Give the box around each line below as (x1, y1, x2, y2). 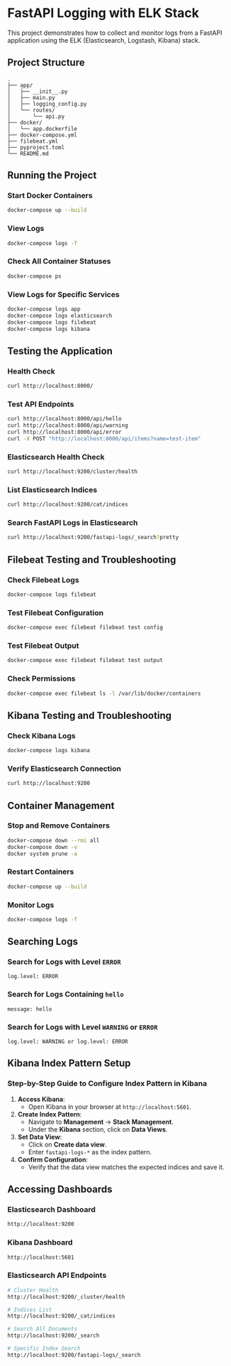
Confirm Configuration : (17, 1155, 89, 1164)
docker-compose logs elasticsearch (7, 312, 113, 319)
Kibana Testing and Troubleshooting (7, 709, 172, 722)
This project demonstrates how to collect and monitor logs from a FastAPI (7, 28, 222, 37)
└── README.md (7, 150, 50, 157)
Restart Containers (7, 867, 74, 877)
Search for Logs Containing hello (7, 990, 124, 999)
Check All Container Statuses (7, 256, 111, 266)
